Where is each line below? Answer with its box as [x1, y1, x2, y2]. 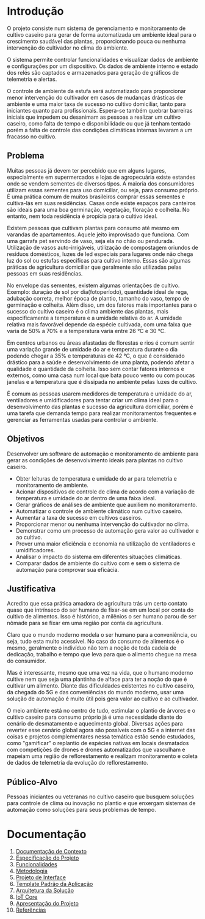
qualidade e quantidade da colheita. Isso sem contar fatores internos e [7, 365, 185, 372]
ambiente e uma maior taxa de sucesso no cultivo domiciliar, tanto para [7, 100, 186, 108]
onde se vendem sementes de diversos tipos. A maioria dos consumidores [7, 179, 195, 187]
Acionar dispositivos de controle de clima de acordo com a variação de [15, 488, 195, 495]
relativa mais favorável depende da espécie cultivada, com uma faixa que [7, 320, 192, 328]
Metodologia [15, 868, 48, 875]
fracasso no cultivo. [7, 133, 57, 140]
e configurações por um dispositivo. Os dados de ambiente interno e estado [7, 62, 198, 70]
